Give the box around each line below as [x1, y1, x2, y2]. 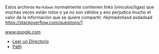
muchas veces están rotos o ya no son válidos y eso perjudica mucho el [5, 9, 151, 15]
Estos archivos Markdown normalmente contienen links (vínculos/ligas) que [5, 4, 155, 10]
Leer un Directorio [12, 38, 49, 44]
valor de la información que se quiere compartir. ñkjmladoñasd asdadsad [5, 15, 153, 20]
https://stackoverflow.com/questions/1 [5, 19, 83, 25]
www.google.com [5, 29, 41, 35]
